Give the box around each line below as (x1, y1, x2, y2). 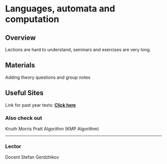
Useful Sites (5, 89, 44, 97)
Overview (5, 33, 36, 42)
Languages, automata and (5, 3, 115, 14)
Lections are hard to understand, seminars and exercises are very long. (5, 47, 151, 52)
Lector (5, 143, 21, 150)
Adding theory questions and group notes (5, 74, 91, 80)
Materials (5, 61, 35, 70)
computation (5, 13, 60, 25)
